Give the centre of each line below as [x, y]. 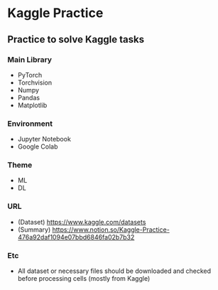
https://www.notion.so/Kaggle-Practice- [111, 230]
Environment [30, 124]
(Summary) [34, 230]
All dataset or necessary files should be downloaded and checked [114, 271]
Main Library [29, 60]
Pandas [29, 97]
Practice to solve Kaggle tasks [76, 39]
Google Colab [38, 146]
